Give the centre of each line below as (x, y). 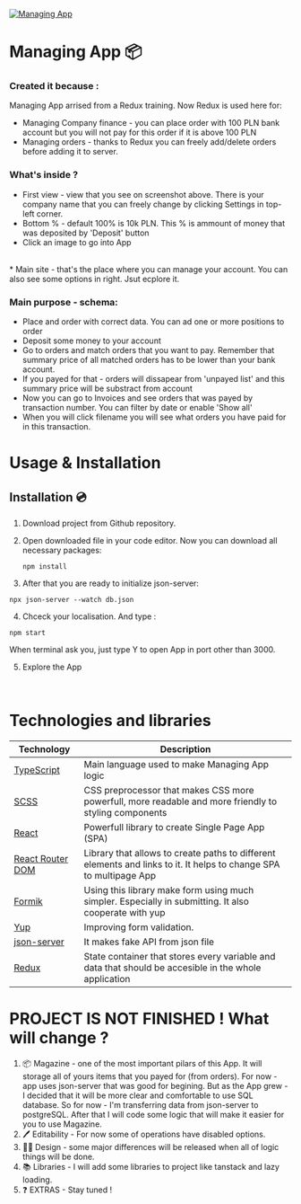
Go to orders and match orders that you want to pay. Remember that (148, 350)
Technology (44, 749)
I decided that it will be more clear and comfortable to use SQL (138, 1095)
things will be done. (58, 1156)
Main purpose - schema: (64, 302)
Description (185, 749)
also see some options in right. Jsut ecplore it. (95, 279)
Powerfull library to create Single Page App (174, 828)
